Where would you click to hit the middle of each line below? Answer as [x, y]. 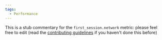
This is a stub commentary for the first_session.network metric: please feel [81, 27]
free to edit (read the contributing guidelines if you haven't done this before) [81, 32]
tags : [10, 9]
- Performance [24, 14]
